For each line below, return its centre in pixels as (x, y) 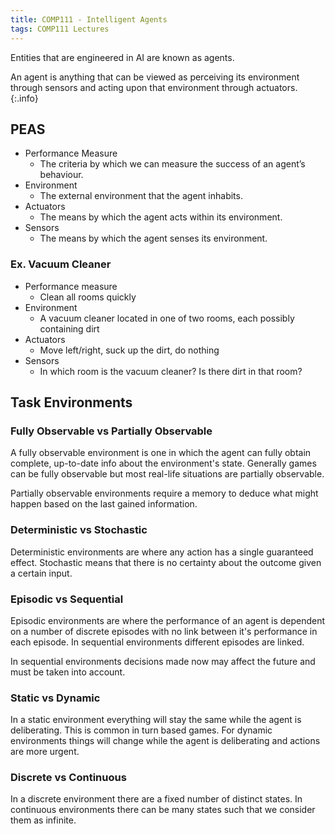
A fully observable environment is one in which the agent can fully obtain (161, 453)
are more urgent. (45, 752)
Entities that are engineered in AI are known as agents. (122, 57)
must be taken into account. (68, 672)
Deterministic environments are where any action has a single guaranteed (162, 552)
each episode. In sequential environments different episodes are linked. (157, 642)
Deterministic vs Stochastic (79, 530)
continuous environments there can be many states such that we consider (163, 810)
